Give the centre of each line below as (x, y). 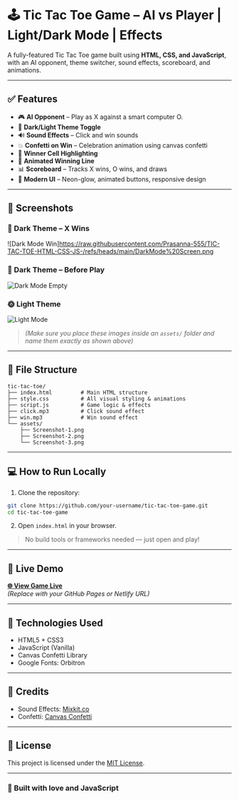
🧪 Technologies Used (55, 623)
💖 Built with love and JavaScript (63, 788)
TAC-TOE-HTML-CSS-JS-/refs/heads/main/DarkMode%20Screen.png (111, 251)
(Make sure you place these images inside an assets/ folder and (119, 333)
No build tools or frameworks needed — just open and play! (112, 539)
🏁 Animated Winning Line (56, 161)
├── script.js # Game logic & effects (79, 405)
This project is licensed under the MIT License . (76, 763)
